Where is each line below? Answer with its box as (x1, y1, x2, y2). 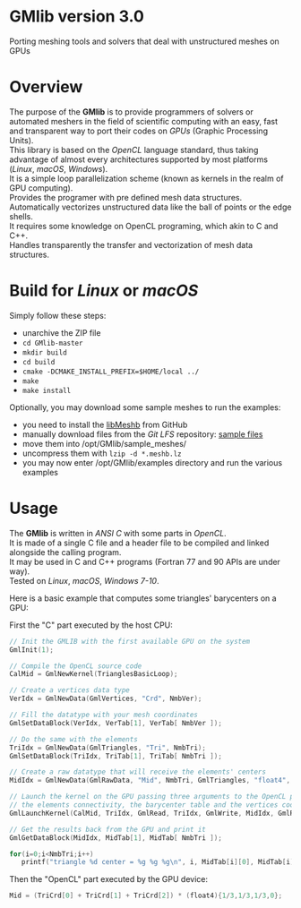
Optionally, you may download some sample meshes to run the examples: (9, 401, 281, 413)
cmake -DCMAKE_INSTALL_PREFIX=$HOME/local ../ (21, 367, 200, 376)
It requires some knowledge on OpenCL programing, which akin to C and (9, 220, 279, 231)
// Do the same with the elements (9, 734, 139, 744)
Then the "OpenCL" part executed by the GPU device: (9, 874, 209, 885)
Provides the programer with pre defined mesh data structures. (9, 192, 243, 202)
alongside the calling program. (9, 546, 122, 557)
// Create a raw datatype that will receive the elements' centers (9, 767, 267, 776)
